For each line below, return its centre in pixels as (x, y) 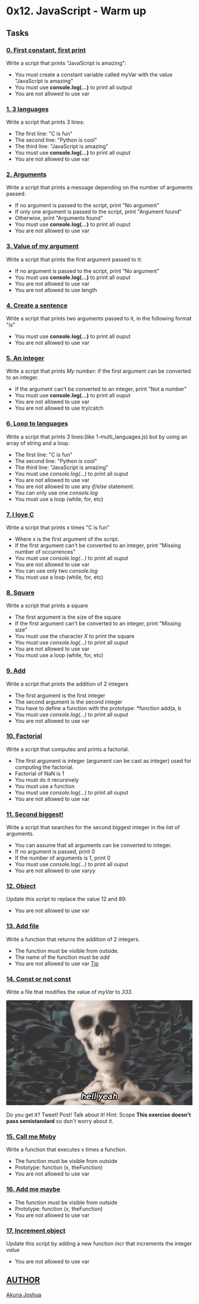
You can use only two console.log (56, 570)
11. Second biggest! (35, 814)
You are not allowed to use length (56, 290)
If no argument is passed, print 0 (55, 852)
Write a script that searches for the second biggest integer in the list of (93, 827)
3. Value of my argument (42, 246)
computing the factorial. (44, 767)
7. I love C (20, 514)
